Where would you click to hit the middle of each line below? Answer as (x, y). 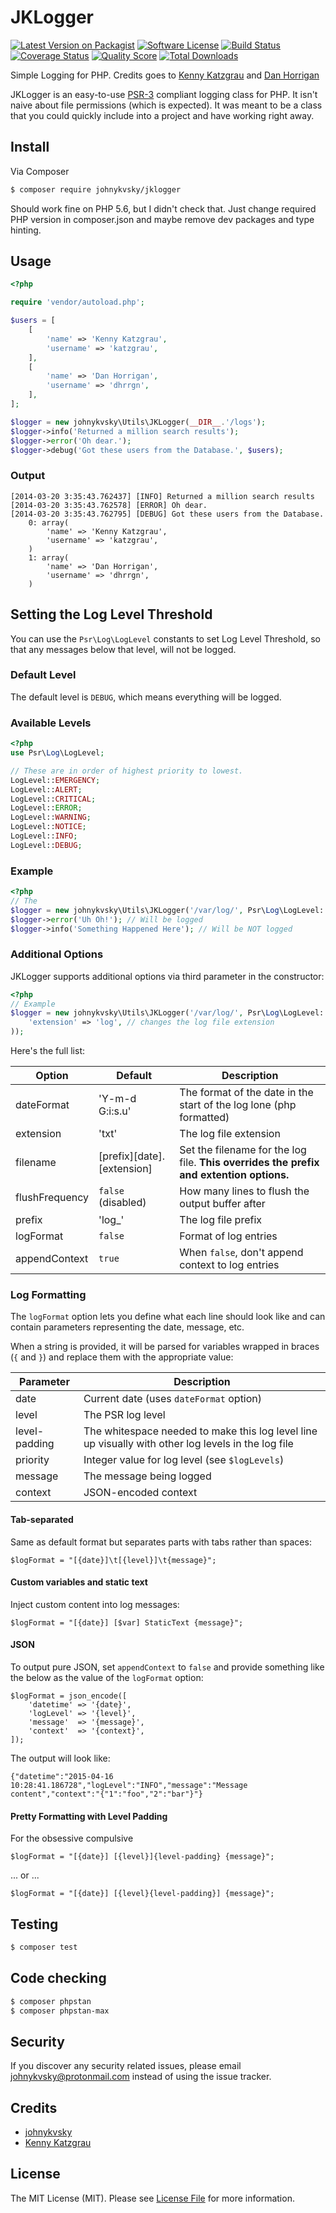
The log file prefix (221, 1220)
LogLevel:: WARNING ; (51, 817)
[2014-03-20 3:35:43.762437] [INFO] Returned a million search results (162, 496)
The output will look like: (60, 1758)
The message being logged (147, 1476)
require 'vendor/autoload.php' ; (77, 302)
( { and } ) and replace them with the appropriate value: (122, 1357)
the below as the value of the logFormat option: (107, 1678)
